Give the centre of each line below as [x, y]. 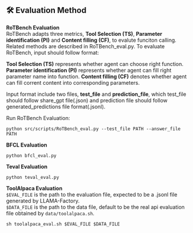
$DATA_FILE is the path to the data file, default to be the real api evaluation [95, 207]
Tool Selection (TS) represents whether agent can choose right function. [95, 64]
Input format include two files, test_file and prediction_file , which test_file [96, 94]
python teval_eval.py [33, 177]
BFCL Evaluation [27, 145]
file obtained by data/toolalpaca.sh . [50, 213]
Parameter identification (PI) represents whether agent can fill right [89, 70]
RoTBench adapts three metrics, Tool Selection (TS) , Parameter [84, 34]
